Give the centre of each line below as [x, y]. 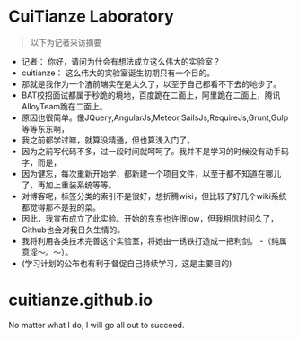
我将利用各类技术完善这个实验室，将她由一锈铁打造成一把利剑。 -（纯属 [154, 240]
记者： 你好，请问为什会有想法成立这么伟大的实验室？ [121, 61]
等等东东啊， [45, 128]
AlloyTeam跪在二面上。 [65, 106]
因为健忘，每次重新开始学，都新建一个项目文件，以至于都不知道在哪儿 [151, 173]
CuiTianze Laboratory [91, 17]
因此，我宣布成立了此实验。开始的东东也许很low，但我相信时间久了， [150, 218]
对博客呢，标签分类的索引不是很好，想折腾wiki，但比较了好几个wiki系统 [154, 196]
